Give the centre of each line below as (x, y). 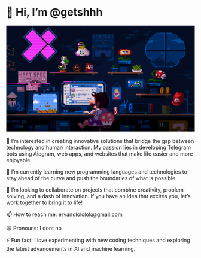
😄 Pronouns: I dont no (34, 228)
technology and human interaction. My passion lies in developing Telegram (99, 148)
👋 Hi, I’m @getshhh (54, 12)
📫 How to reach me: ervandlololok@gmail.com (64, 214)
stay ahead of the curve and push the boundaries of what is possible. (92, 178)
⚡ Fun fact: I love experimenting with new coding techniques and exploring (98, 240)
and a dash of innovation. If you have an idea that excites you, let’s (109, 196)
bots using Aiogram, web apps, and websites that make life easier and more (100, 154)
